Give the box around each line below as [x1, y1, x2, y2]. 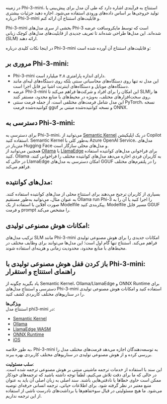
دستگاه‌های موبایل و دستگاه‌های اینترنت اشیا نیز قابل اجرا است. [12, 83, 129, 89]
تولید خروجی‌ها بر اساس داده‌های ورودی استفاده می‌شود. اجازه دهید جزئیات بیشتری [5, 10, 159, 16]
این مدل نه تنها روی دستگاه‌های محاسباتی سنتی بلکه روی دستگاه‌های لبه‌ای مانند [12, 78, 159, 84]
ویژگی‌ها [5, 301, 21, 307]
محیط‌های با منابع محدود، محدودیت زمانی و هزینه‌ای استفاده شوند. [5, 245, 127, 251]
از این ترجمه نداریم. [5, 393, 42, 399]
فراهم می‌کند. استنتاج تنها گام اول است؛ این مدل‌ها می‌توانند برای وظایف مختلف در [5, 240, 157, 246]
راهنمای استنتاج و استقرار [5, 267, 76, 276]
